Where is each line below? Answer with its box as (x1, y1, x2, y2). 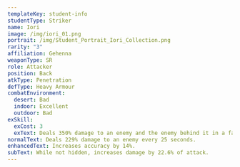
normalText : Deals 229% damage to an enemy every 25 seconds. (7, 136, 196, 143)
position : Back (7, 70, 53, 77)
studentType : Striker (7, 17, 72, 24)
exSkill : (7, 116, 34, 123)
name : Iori (7, 23, 40, 31)
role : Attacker (7, 63, 53, 70)
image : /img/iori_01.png (7, 30, 81, 38)
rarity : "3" (7, 43, 43, 50)
